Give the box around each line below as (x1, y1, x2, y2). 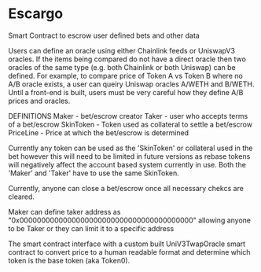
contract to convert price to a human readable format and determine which (8, 247, 251, 256)
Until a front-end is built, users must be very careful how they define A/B (8, 87, 244, 97)
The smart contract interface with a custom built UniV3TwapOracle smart (8, 239, 246, 248)
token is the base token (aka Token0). (8, 255, 130, 265)
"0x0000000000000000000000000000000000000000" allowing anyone (8, 215, 252, 225)
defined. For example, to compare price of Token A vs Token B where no (8, 71, 244, 80)
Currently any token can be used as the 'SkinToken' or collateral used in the (8, 143, 253, 153)
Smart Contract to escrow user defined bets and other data (8, 31, 200, 40)
